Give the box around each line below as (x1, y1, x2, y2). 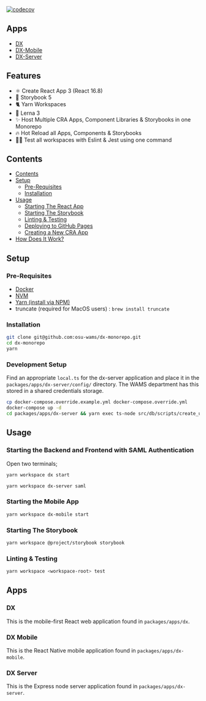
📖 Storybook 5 (15, 93, 52, 101)
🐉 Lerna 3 (15, 109, 40, 117)
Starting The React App (24, 203, 84, 210)
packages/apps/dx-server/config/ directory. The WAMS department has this (6, 381, 199, 388)
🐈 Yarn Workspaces (15, 100, 66, 107)
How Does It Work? (15, 235, 64, 242)
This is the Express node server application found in (6, 683, 138, 690)
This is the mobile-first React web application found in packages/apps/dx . (6, 618, 190, 625)
